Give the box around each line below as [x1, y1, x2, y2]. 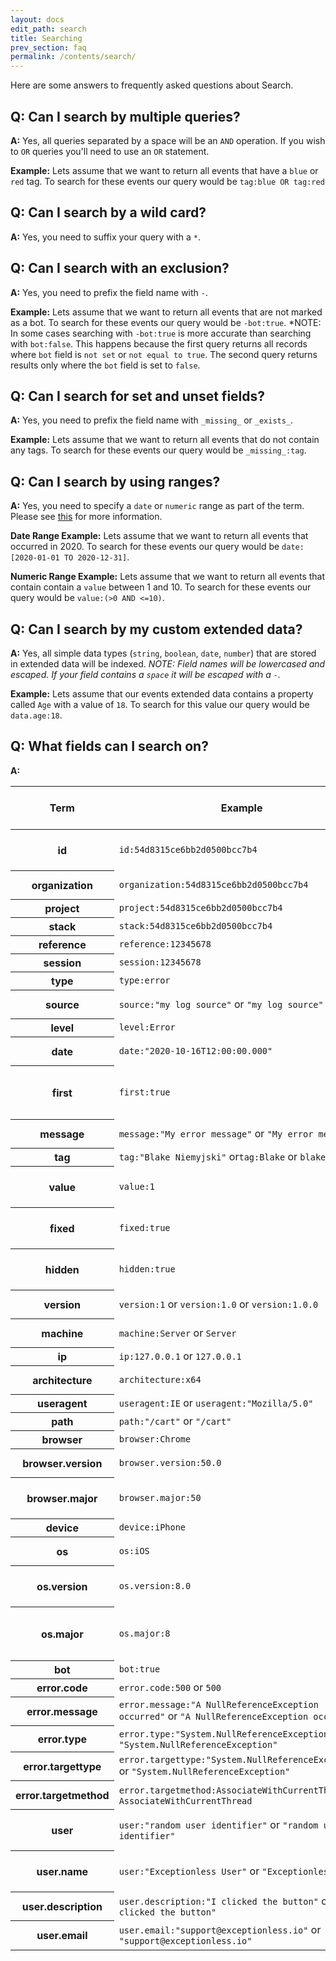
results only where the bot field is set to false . [10, 359, 201, 371]
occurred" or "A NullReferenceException [118, 1709, 309, 1723]
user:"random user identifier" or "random [118, 1817, 319, 1831]
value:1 [118, 1181, 155, 1192]
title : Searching [10, 33, 83, 43]
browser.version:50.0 [118, 1457, 222, 1468]
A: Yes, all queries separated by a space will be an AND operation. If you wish [10, 134, 326, 146]
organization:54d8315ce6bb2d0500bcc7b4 [118, 879, 309, 890]
